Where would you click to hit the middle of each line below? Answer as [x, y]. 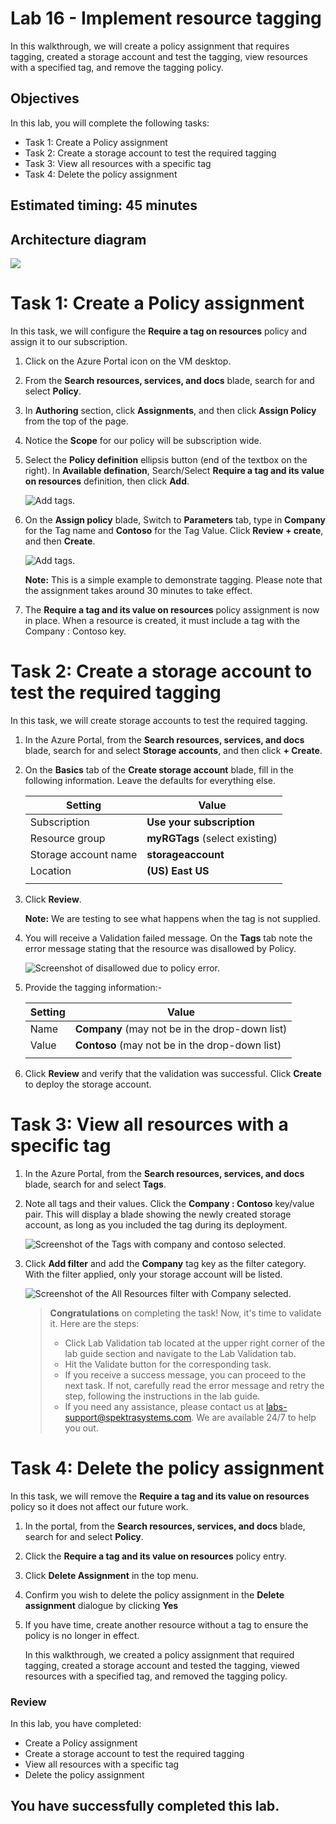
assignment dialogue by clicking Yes [101, 1605]
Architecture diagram [78, 239]
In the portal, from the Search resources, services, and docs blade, [165, 1526]
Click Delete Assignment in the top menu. [111, 1575]
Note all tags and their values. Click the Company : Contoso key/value [169, 1203]
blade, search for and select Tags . [95, 1184]
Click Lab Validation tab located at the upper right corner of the [195, 1343]
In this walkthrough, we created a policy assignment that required [159, 1654]
